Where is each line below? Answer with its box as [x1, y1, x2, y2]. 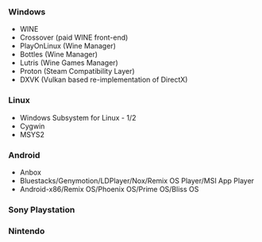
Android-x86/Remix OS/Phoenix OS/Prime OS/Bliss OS [19, 184, 199, 194]
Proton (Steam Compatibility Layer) [19, 67, 135, 76]
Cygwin [19, 121, 45, 131]
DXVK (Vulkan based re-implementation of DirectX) [19, 75, 188, 85]
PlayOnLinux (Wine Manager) [19, 41, 117, 51]
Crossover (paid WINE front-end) [19, 33, 129, 42]
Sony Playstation [8, 204, 75, 215]
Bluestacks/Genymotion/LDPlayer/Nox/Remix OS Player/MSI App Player [19, 175, 255, 185]
